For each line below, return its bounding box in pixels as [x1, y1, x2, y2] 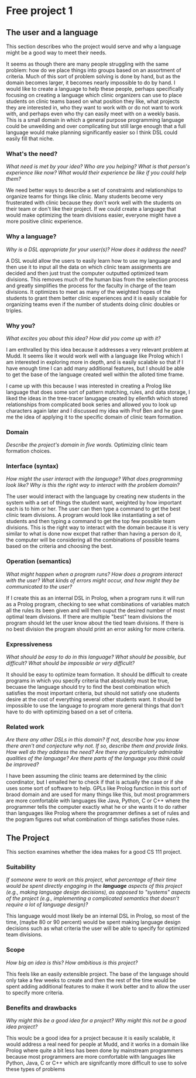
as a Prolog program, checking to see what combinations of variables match [6, 600, 190, 607]
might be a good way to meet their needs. [6, 49, 107, 56]
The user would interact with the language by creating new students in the [6, 493, 185, 500]
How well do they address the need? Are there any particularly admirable [6, 749, 183, 756]
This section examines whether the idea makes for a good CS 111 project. [6, 849, 182, 856]
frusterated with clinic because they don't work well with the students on [6, 199, 182, 206]
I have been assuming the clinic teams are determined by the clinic [6, 773, 167, 780]
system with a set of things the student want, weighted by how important [6, 499, 182, 506]
